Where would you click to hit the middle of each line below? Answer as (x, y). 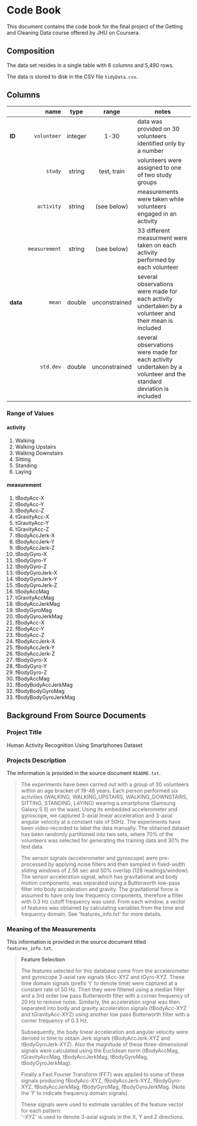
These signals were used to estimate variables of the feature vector (102, 1104)
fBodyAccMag (32, 678)
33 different (153, 230)
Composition (31, 51)
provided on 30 (158, 128)
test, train (112, 171)
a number (151, 151)
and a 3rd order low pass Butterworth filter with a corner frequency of (105, 996)
